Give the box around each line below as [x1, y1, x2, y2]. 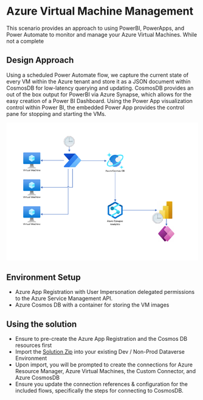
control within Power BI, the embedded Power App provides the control [6, 104, 185, 111]
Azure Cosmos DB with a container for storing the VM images [15, 301, 170, 309]
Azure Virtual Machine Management [6, 4, 193, 18]
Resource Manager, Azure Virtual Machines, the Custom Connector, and [15, 368, 196, 375]
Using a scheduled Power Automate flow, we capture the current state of [6, 71, 189, 79]
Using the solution [6, 319, 77, 329]
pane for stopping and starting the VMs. [6, 110, 106, 117]
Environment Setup [6, 273, 81, 282]
